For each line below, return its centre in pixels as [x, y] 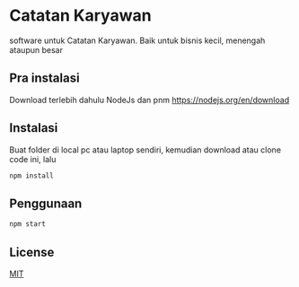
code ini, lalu [33, 159]
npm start [28, 224]
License [32, 252]
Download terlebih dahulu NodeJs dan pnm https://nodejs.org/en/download [149, 100]
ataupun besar [36, 49]
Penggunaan [46, 203]
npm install [31, 176]
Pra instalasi [44, 78]
